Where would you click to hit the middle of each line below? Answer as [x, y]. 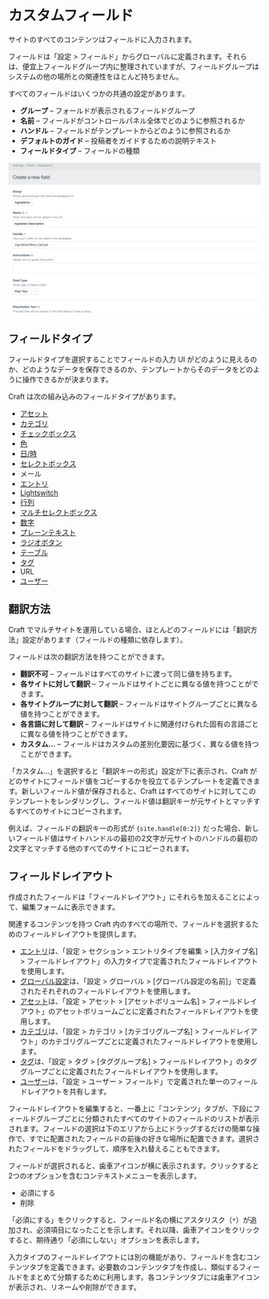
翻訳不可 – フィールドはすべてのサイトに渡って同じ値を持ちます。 [128, 674]
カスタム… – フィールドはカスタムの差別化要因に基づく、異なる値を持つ [139, 744]
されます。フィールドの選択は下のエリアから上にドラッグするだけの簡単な [131, 1129]
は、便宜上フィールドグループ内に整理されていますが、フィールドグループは [134, 66]
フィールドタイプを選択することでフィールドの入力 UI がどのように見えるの [133, 359]
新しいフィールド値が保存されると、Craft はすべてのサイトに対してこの [139, 791]
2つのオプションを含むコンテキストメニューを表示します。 [105, 1176]
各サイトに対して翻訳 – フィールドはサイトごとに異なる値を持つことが [136, 684]
